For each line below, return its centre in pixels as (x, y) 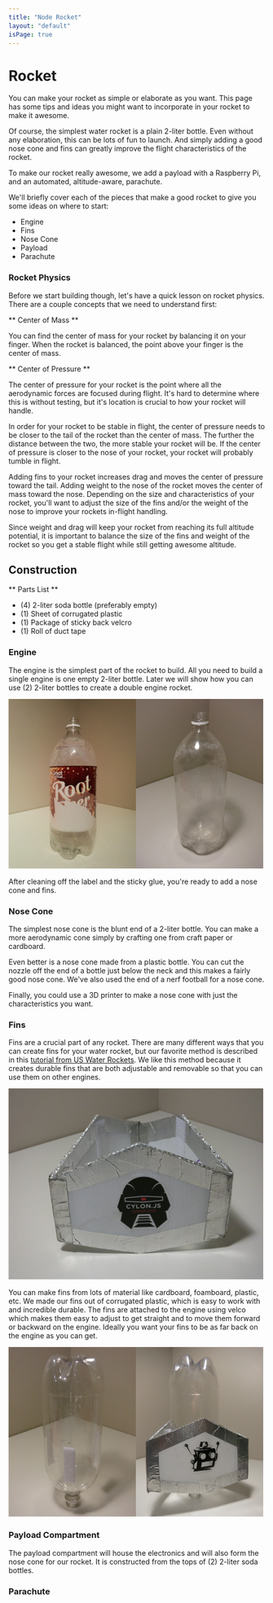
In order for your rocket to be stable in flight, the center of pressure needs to (137, 426)
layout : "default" (40, 26)
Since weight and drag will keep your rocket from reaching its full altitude (131, 527)
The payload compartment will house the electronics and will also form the (134, 1552)
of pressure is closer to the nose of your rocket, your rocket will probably (131, 452)
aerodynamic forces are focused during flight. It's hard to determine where (134, 393)
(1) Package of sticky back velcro (76, 622)
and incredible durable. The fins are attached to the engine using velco (127, 1310)
